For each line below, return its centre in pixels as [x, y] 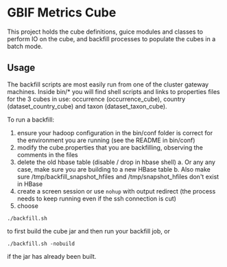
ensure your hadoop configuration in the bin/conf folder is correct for [115, 132]
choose [28, 206]
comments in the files [47, 154]
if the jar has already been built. [52, 256]
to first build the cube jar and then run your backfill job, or [88, 231]
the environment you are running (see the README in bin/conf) [106, 140]
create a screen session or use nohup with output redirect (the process [116, 191]
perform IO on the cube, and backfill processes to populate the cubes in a [111, 38]
